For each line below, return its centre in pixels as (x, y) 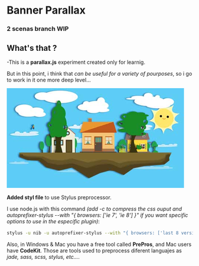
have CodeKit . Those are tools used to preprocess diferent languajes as (94, 250)
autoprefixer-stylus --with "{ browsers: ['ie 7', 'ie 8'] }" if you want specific (97, 215)
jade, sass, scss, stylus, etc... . (43, 257)
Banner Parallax (46, 10)
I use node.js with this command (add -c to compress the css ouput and (94, 209)
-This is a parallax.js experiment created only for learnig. (76, 62)
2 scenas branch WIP (38, 29)
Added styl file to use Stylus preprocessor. (59, 197)
